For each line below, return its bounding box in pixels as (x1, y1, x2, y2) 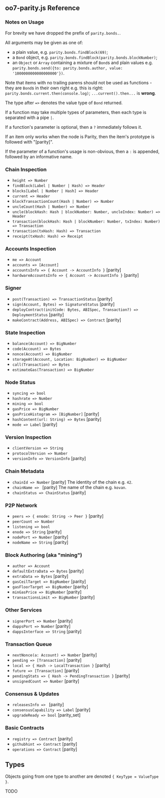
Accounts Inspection (5, 245, 56, 252)
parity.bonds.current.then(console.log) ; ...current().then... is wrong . (5, 90, 156, 96)
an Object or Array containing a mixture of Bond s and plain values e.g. (12, 59, 153, 66)
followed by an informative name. (5, 153, 73, 159)
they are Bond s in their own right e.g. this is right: (5, 85, 103, 91)
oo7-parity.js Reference (5, 4, 80, 12)
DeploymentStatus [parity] (12, 311, 64, 317)
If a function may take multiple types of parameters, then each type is (5, 109, 147, 115)
